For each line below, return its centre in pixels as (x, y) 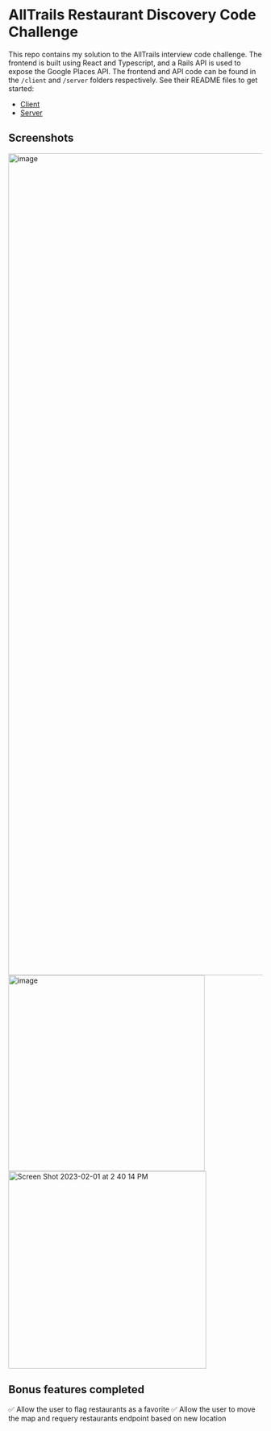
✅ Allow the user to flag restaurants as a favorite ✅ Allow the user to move (132, 1409)
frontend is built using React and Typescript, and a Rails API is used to (125, 63)
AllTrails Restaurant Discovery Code (132, 15)
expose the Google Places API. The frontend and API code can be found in (132, 71)
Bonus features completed (77, 1389)
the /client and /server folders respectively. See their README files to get (133, 80)
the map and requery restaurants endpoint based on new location (117, 1418)
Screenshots (41, 138)
